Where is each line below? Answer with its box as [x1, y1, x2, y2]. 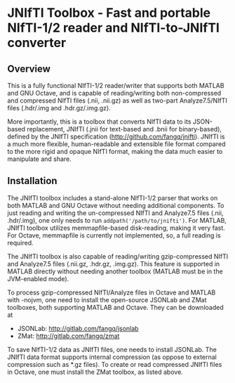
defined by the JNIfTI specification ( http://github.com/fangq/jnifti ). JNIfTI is [7, 132, 225, 141]
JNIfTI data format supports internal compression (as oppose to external [7, 353, 217, 361]
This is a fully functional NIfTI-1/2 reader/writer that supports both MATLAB [7, 82, 224, 89]
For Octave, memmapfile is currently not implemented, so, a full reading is [7, 231, 221, 240]
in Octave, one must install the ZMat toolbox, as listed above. [7, 368, 184, 376]
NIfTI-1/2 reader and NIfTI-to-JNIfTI [7, 20, 220, 36]
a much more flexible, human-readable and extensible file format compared [7, 140, 226, 148]
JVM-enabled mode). [7, 274, 69, 283]
